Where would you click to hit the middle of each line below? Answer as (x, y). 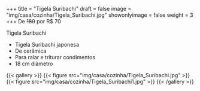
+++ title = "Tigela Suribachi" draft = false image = (69, 9)
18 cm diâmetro (34, 63)
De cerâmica (31, 51)
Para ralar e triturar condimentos (55, 57)
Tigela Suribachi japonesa (47, 45)
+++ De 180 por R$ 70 (34, 21)
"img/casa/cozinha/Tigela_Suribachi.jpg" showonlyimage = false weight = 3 (100, 15)
